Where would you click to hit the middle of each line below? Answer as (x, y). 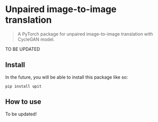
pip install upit (23, 86)
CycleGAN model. (36, 39)
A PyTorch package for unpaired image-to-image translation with (85, 34)
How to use (23, 102)
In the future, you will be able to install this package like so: (67, 77)
